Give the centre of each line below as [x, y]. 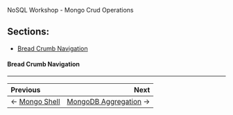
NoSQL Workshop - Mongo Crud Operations [70, 10]
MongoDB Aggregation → [109, 102]
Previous [26, 90]
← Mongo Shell [35, 102]
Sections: [28, 32]
